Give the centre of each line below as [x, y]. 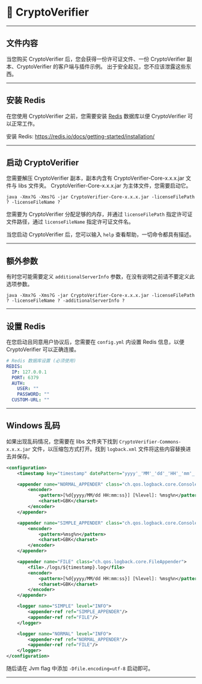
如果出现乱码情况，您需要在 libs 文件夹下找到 [62, 441]
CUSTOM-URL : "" [31, 400]
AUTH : [19, 383]
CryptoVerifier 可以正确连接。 [43, 349]
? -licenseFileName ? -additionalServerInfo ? [66, 301]
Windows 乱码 [33, 426]
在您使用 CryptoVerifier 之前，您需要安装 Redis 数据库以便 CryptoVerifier [96, 116]
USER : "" [28, 389]
